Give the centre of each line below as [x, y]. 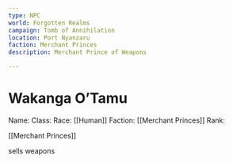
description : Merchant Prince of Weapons [78, 52]
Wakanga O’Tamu [68, 99]
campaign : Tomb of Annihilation [61, 30]
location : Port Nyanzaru [49, 38]
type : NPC [25, 15]
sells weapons [32, 150]
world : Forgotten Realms [49, 23]
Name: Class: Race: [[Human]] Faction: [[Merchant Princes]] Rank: [117, 120]
